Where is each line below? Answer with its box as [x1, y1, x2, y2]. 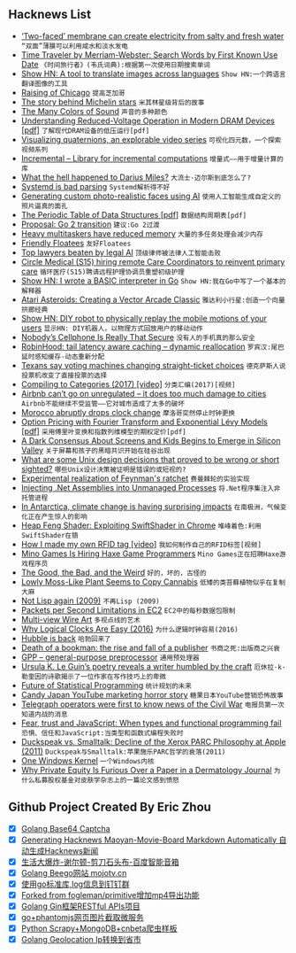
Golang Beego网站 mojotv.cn [20, 867, 127, 878]
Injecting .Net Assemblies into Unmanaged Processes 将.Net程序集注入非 [20, 482, 281, 492]
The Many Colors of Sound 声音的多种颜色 [20, 105, 168, 116]
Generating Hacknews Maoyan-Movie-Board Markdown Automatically [20, 834, 277, 845]
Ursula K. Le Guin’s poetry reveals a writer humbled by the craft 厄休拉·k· [20, 661, 286, 671]
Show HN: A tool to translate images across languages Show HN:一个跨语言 [20, 68, 286, 79]
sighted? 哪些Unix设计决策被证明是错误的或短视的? [20, 463, 186, 474]
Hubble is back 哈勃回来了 [20, 632, 111, 643]
